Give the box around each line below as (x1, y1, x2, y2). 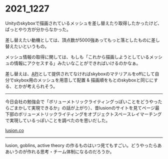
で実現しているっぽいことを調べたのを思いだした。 (5, 117, 110, 123)
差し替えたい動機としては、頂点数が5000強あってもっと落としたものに (5, 37, 151, 43)
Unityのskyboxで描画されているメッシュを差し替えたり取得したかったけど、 (5, 20, 162, 26)
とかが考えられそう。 (13, 83, 58, 89)
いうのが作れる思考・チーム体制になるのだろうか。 (9, 148, 114, 154)
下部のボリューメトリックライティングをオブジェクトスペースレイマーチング (5, 111, 162, 117)
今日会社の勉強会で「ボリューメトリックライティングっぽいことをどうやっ (5, 98, 158, 104)
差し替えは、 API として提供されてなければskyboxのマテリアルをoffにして (5, 70, 155, 76)
